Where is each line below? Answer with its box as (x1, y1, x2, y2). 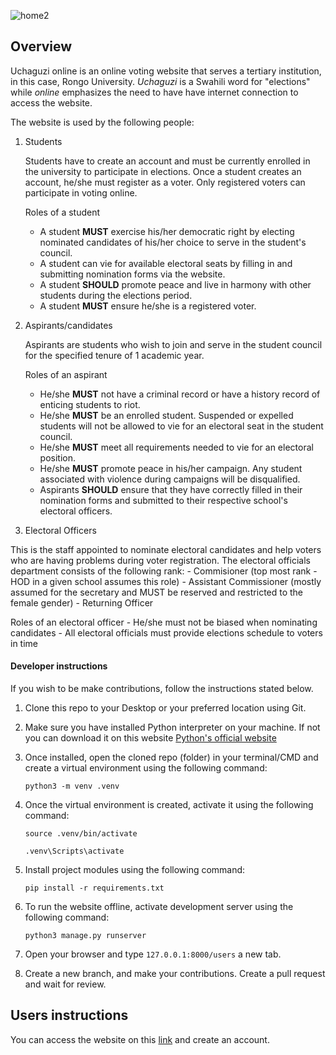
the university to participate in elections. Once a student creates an (24, 165, 302, 177)
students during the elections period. (39, 289, 193, 301)
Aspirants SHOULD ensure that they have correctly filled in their (39, 483, 303, 495)
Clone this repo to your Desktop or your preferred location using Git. (24, 702, 307, 714)
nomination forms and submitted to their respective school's (39, 494, 288, 506)
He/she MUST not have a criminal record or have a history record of (39, 388, 321, 400)
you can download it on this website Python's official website (24, 732, 277, 744)
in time (10, 637, 38, 649)
